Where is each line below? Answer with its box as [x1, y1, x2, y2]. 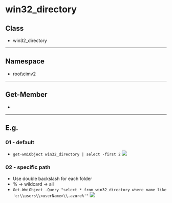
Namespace [5, 57, 45, 66]
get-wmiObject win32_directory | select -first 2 [12, 152, 121, 157]
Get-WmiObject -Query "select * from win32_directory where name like [12, 187, 167, 192]
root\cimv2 [12, 71, 36, 77]
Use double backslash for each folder [12, 175, 92, 182]
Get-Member [5, 91, 48, 99]
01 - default [5, 139, 35, 146]
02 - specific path [5, 164, 51, 171]
